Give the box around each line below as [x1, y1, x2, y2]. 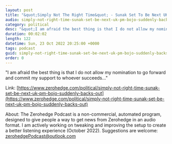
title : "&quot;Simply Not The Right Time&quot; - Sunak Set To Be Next [5, 12, 161, 17]
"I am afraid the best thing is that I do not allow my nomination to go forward [5, 69, 166, 76]
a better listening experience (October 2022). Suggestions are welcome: [5, 128, 158, 134]
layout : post [5, 7, 33, 13]
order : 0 [5, 55, 24, 61]
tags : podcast [5, 46, 36, 51]
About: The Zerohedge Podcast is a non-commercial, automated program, [5, 111, 162, 117]
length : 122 [5, 37, 31, 42]
